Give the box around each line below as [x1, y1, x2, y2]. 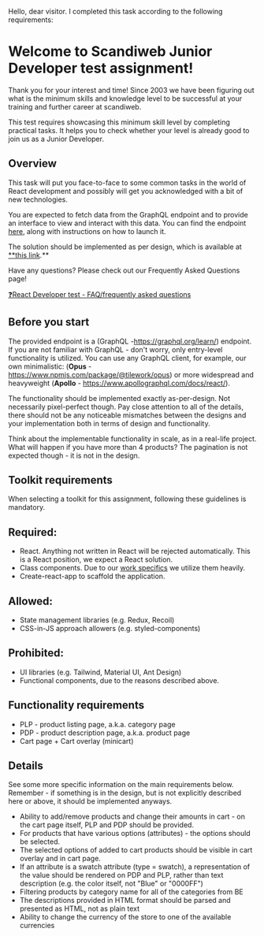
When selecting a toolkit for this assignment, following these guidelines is [8, 494, 247, 503]
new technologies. [8, 195, 69, 204]
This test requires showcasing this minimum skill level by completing [8, 117, 230, 127]
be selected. [19, 837, 61, 846]
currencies [19, 921, 55, 930]
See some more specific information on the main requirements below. [8, 780, 234, 789]
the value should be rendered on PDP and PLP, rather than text [19, 871, 224, 880]
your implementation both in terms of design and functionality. [8, 418, 210, 428]
